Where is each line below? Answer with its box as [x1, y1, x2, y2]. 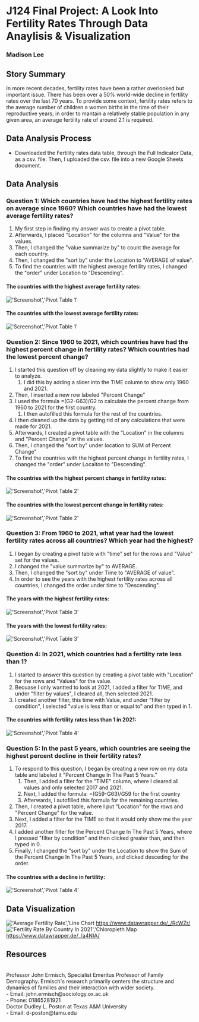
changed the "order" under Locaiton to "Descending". [14, 461, 147, 468]
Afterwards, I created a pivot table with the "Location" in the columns [14, 429, 184, 436]
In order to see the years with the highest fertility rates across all [14, 575, 173, 583]
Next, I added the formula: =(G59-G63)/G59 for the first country [23, 790, 181, 798]
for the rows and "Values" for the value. [14, 677, 112, 684]
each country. [14, 251, 49, 258]
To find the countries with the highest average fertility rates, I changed [14, 263, 187, 270]
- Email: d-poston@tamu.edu [6, 1009, 77, 1016]
